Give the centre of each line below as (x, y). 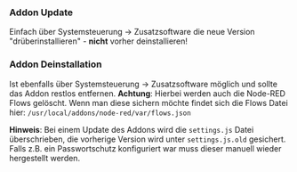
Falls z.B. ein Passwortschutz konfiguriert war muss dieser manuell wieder (145, 148)
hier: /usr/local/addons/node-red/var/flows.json (100, 112)
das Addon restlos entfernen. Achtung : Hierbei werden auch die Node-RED (148, 93)
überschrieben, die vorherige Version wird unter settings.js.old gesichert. (148, 139)
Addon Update (41, 12)
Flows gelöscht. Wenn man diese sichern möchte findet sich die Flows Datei (149, 102)
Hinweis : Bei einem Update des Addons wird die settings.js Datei (132, 129)
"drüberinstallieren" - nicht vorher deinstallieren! (99, 41)
